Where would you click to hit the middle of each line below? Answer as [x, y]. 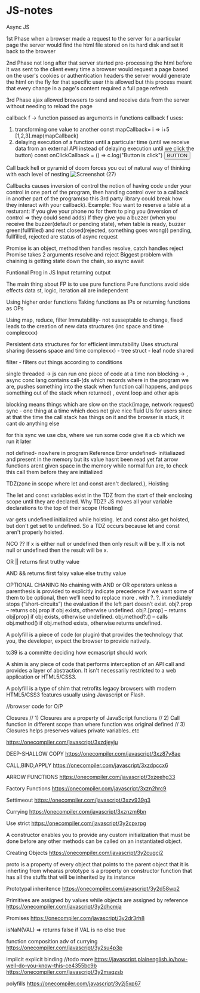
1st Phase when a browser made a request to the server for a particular [93, 38]
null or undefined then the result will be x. [57, 550]
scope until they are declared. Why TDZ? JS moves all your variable [90, 501]
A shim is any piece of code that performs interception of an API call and [96, 664]
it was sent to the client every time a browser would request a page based [97, 69]
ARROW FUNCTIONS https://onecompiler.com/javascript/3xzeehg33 [91, 777]
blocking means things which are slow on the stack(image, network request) [100, 404]
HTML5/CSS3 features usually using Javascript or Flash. [76, 695]
